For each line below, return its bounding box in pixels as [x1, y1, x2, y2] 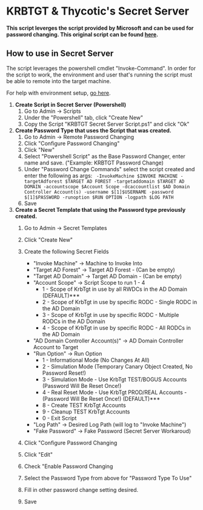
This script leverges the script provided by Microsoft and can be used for [6, 24, 194, 32]
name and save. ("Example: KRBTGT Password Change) [24, 159, 164, 166]
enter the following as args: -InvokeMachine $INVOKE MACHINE [24, 172, 178, 179]
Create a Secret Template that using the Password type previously [15, 206, 186, 213]
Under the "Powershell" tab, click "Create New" [24, 114, 144, 121]
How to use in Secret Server [6, 49, 114, 59]
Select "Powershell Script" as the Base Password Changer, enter [24, 152, 186, 160]
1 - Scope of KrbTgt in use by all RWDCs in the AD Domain [42, 285, 188, 293]
